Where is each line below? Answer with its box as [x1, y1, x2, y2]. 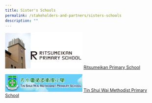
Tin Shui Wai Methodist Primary [83, 87, 147, 93]
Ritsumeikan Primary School [83, 64, 141, 70]
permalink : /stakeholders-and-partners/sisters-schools [5, 13, 122, 18]
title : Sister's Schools [5, 8, 56, 13]
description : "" [5, 18, 38, 23]
